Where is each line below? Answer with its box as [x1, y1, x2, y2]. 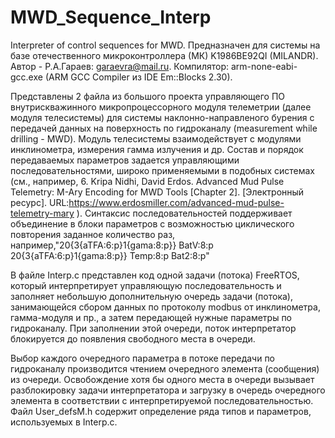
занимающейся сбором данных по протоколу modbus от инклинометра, [10, 301, 321, 313]
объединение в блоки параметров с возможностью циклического [10, 217, 295, 230]
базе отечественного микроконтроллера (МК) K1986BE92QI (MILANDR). [10, 49, 319, 61]
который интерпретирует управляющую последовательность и [10, 279, 282, 291]
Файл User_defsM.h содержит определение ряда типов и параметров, [10, 405, 312, 417]
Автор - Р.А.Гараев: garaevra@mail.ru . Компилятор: [10, 60, 229, 72]
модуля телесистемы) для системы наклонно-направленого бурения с [10, 111, 315, 123]
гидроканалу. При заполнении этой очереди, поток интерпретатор [10, 322, 297, 334]
